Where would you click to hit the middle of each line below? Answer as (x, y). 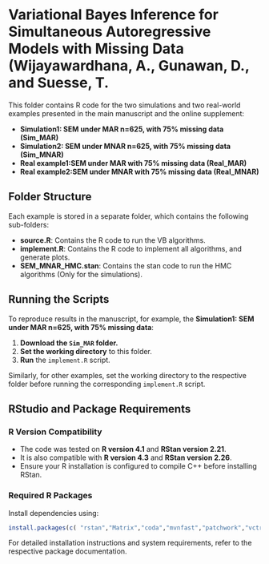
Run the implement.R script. (65, 360)
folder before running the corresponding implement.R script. (107, 384)
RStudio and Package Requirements (100, 409)
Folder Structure (50, 197)
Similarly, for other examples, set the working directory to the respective (127, 375)
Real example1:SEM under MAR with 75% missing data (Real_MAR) (133, 163)
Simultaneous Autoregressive (110, 32)
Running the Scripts (59, 299)
